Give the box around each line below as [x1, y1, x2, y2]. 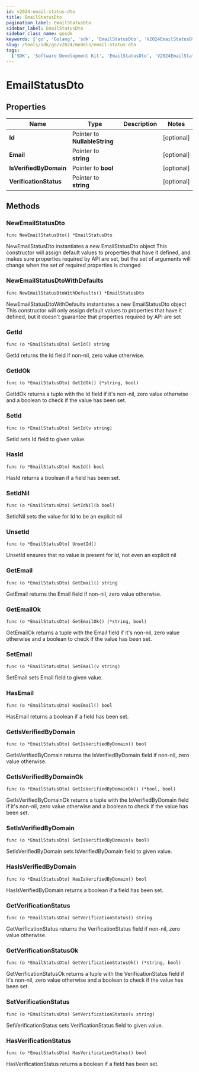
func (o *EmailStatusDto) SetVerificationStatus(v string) [6, 1011, 155, 1017]
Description [123, 119, 158, 128]
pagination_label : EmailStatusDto [6, 20, 92, 26]
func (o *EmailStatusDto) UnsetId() [6, 541, 97, 547]
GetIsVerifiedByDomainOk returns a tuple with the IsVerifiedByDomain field [6, 796, 189, 804]
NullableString [72, 137, 114, 146]
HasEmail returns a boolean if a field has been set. [6, 713, 129, 720]
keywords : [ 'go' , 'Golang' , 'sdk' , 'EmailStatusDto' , [6, 36, 142, 42]
